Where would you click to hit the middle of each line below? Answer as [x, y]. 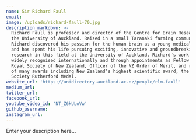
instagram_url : [24, 114]
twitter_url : [22, 93]
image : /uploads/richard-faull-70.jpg [53, 22]
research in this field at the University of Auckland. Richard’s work [100, 55]
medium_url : [20, 87]
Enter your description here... [41, 131]
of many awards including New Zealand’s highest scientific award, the [100, 71]
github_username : [27, 109]
